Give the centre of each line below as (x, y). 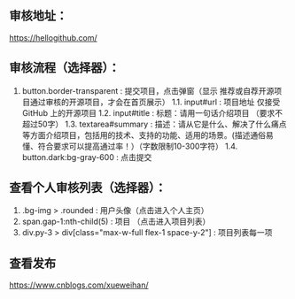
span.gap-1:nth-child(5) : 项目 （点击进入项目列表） (116, 222)
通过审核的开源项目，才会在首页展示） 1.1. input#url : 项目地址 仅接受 (155, 102)
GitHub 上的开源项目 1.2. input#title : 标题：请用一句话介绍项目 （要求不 (152, 112)
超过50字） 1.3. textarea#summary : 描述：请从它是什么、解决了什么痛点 (154, 124)
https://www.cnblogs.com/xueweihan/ (79, 285)
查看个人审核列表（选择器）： (88, 188)
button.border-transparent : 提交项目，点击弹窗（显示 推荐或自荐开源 (148, 90)
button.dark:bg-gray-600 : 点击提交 (87, 157)
